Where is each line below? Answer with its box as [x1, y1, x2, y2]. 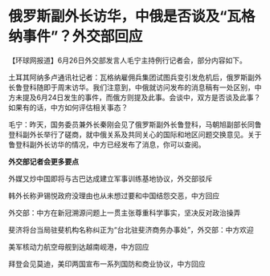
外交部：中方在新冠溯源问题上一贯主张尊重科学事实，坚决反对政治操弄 [8, 208, 241, 217]
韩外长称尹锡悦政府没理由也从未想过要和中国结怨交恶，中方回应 [8, 190, 219, 201]
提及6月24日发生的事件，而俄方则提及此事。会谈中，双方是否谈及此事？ [22, 92, 261, 102]
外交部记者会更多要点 [8, 156, 79, 166]
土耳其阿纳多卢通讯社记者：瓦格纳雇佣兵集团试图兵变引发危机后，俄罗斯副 [8, 72, 255, 82]
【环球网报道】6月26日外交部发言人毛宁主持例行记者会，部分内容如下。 [8, 55, 247, 65]
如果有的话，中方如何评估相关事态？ [8, 102, 129, 112]
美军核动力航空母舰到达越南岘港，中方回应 [8, 241, 149, 251]
